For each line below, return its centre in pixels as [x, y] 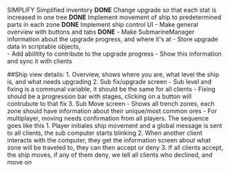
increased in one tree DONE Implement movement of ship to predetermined [114, 17]
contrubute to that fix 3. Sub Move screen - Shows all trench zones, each [111, 104]
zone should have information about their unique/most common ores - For [112, 111]
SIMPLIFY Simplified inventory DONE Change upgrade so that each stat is [112, 10]
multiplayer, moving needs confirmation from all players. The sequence [108, 118]
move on [20, 162]
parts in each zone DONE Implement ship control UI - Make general [103, 24]
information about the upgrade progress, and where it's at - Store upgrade [113, 39]
